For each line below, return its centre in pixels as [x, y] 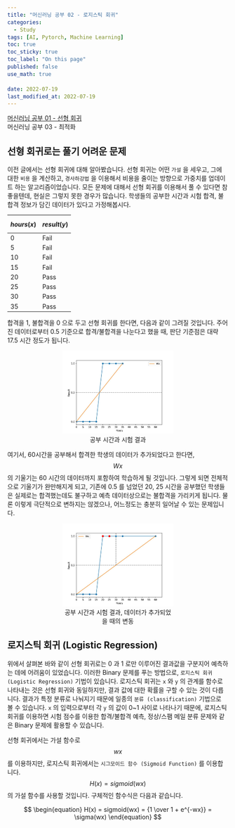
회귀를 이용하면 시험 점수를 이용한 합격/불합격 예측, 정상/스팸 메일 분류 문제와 [112, 716]
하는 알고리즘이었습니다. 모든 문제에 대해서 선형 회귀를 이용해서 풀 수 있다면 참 [121, 187]
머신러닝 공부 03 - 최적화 [41, 127]
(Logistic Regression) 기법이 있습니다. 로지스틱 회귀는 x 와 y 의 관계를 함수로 [115, 681]
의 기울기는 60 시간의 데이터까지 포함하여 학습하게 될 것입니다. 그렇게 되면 [108, 478]
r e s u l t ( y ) [55, 224]
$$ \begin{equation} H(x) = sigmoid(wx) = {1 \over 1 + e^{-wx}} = [118, 809]
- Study [25, 30]
